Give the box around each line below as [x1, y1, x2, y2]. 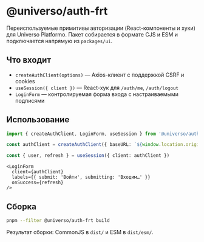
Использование [6, 114, 70, 125]
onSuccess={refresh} [12, 179, 64, 186]
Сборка [6, 201, 36, 212]
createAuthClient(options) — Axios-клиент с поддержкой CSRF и [15, 71, 185, 78]
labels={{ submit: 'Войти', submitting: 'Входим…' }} [12, 175, 151, 181]
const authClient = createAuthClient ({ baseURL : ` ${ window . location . [6, 142, 186, 148]
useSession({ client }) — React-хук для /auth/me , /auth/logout [15, 84, 179, 91]
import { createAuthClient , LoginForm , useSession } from [6, 131, 156, 137]
